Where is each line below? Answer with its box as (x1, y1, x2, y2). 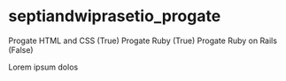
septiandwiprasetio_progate (8, 6, 221, 26)
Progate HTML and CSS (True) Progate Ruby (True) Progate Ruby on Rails (8, 35, 278, 46)
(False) (8, 44, 34, 55)
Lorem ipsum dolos (8, 62, 79, 72)
